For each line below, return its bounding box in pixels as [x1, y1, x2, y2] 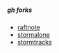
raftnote [17, 23, 40, 31]
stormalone [17, 30, 50, 38]
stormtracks [17, 38, 52, 46]
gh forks [7, 6, 33, 14]
